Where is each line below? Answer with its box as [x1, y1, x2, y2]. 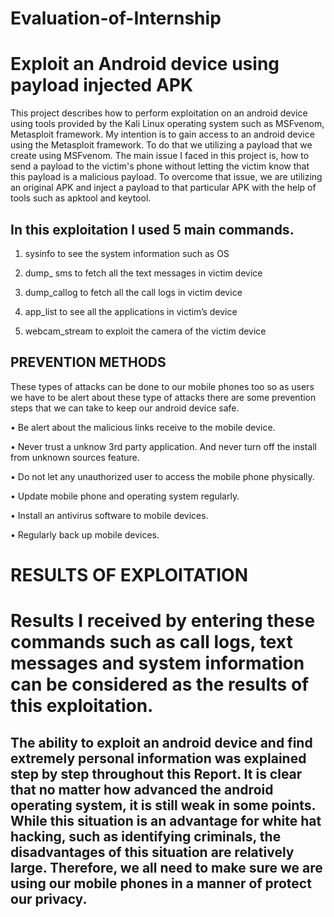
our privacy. [10, 890, 88, 907]
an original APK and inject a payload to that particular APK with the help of [10, 182, 317, 194]
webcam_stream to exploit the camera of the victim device [24, 325, 267, 337]
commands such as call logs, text [10, 631, 293, 654]
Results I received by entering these [10, 610, 316, 632]
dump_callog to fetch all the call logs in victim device [24, 286, 243, 298]
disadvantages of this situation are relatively [10, 843, 295, 861]
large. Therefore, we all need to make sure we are [10, 859, 323, 876]
